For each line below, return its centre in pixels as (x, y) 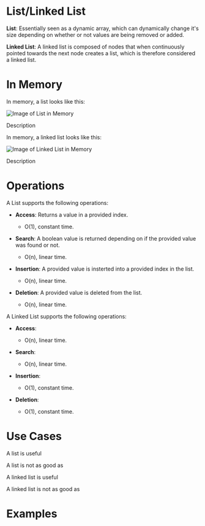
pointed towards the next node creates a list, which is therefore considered (101, 53)
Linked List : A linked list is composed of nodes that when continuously (95, 47)
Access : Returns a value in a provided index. (72, 215)
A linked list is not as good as (43, 489)
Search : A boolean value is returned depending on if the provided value (106, 238)
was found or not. (37, 245)
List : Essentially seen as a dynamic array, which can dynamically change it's (102, 28)
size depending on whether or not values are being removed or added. (95, 34)
